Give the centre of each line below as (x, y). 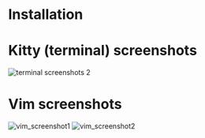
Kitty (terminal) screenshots (102, 51)
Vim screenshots (65, 104)
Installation (46, 15)
